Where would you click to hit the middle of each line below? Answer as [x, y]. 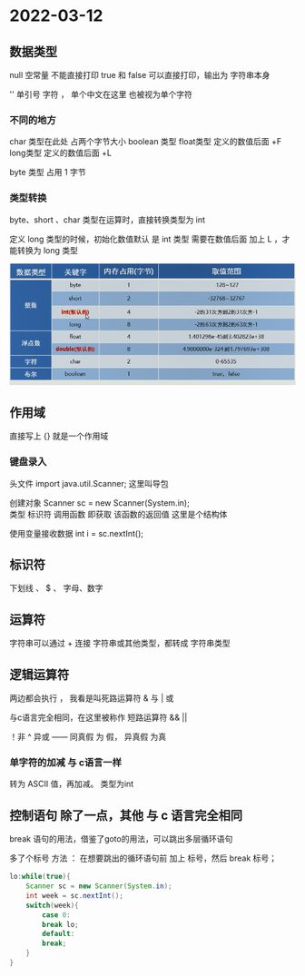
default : [59, 934]
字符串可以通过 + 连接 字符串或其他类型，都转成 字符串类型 [120, 643]
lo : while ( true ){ [40, 877]
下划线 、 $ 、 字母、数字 [56, 588]
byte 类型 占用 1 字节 [48, 173]
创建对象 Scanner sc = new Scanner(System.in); [100, 503]
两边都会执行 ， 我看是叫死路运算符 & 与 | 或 [92, 698]
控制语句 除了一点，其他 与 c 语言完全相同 [126, 815]
